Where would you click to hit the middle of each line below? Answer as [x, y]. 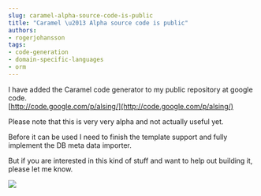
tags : [17, 45]
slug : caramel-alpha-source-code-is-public [81, 15]
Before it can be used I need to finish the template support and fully [118, 137]
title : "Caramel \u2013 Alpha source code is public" [99, 23]
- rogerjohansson [37, 38]
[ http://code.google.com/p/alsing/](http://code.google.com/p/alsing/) [121, 106]
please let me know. [41, 169]
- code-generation [38, 52]
